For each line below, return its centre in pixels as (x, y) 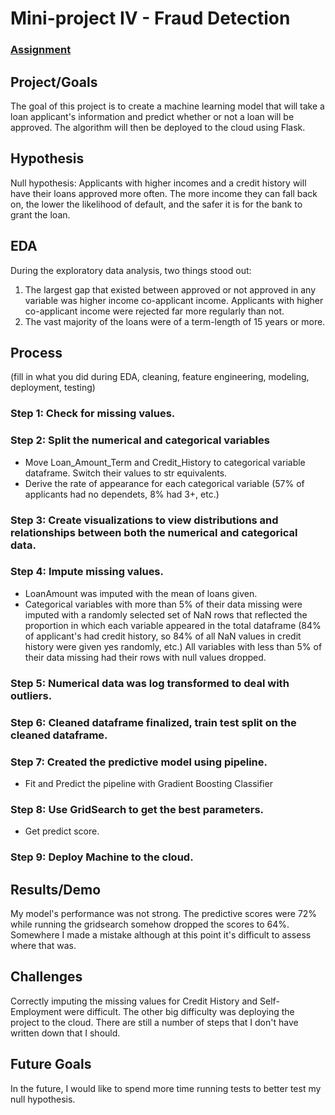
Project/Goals (54, 82)
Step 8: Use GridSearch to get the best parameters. (137, 809)
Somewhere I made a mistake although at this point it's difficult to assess (161, 934)
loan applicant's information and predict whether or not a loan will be (152, 116)
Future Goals (51, 1064)
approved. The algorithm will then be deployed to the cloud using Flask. (158, 127)
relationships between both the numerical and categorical (154, 532)
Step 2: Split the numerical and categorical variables (140, 440)
